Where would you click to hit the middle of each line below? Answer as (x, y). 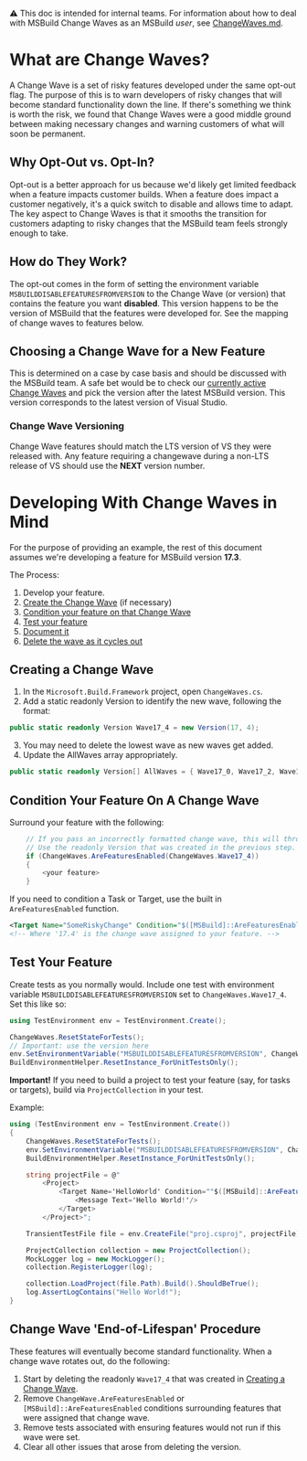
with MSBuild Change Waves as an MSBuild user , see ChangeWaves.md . (146, 23)
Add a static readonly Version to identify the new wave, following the (152, 701)
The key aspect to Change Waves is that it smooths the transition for (138, 213)
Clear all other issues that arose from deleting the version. (132, 1446)
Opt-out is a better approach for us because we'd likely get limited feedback (153, 184)
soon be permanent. (48, 133)
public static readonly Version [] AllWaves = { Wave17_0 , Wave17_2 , (143, 772)
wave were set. (51, 1437)
